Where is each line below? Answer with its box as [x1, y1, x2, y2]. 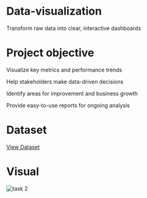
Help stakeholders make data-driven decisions [6, 78, 124, 85]
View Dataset [6, 143, 40, 150]
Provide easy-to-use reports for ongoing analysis [6, 101, 130, 109]
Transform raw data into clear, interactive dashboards [6, 24, 142, 32]
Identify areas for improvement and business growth [6, 90, 138, 97]
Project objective [6, 46, 95, 60]
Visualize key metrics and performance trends [6, 66, 123, 73]
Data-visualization [6, 4, 102, 18]
